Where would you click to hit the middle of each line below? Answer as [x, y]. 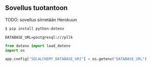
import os [15, 50]
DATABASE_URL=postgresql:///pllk [39, 37]
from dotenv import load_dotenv [38, 46]
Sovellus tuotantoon [37, 8]
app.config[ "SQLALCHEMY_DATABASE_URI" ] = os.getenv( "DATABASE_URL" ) [76, 59]
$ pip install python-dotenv [35, 29]
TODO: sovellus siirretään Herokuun [41, 19]
